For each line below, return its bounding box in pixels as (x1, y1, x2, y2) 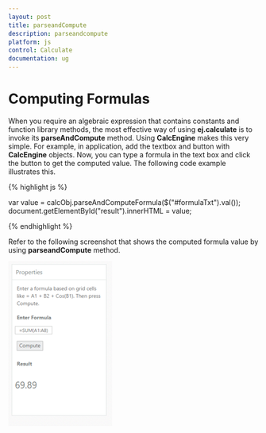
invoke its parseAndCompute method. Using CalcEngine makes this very (8, 133, 249, 142)
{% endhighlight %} (8, 221, 73, 230)
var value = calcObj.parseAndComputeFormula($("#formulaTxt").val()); (8, 197, 241, 207)
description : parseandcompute (8, 29, 109, 37)
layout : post (8, 13, 52, 21)
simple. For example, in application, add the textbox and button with (8, 141, 230, 151)
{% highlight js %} (8, 182, 67, 191)
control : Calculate (8, 46, 73, 55)
